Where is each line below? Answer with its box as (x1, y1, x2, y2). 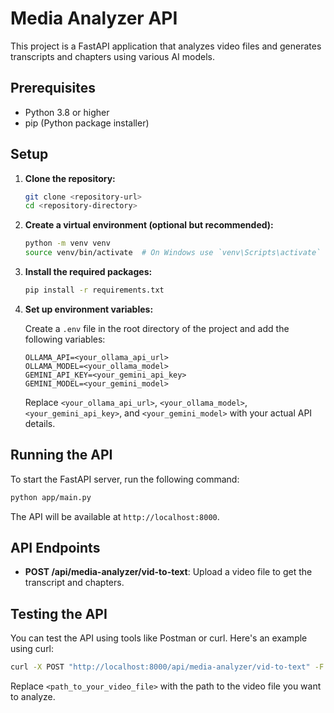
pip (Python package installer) (24, 117, 150, 129)
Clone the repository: (24, 172, 116, 184)
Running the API (10, 447, 113, 464)
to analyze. (10, 691, 56, 703)
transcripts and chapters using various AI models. (10, 50, 215, 62)
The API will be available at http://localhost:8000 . (10, 510, 220, 522)
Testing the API (10, 605, 108, 622)
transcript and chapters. (24, 577, 125, 589)
